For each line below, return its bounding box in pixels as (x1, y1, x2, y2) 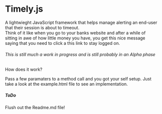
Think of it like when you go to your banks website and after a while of (5, 30, 146, 36)
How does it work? (5, 67, 43, 73)
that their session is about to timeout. (5, 24, 79, 30)
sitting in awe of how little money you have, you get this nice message (5, 35, 145, 41)
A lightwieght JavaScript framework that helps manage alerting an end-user (5, 19, 157, 25)
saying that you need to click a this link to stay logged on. (5, 40, 120, 46)
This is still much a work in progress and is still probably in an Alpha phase (5, 51, 156, 57)
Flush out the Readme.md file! (5, 105, 65, 111)
